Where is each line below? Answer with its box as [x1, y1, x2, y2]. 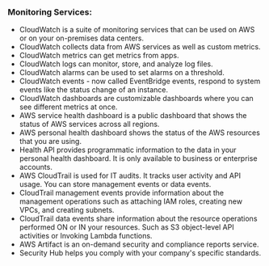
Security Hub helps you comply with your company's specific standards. [19, 248, 262, 258]
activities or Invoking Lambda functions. [19, 231, 153, 241]
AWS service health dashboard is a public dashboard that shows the [19, 111, 247, 120]
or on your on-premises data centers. [19, 33, 145, 43]
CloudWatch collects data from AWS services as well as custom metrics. [19, 42, 261, 52]
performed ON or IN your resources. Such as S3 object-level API [19, 222, 235, 232]
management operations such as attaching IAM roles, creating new [19, 196, 243, 206]
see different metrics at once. [19, 102, 118, 112]
